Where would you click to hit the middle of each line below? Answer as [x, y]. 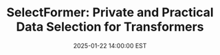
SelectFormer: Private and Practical [110, 13]
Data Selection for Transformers [110, 27]
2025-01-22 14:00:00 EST [110, 45]
